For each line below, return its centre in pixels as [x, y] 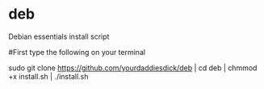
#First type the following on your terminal [77, 52]
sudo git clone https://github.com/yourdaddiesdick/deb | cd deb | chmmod [133, 68]
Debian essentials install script [59, 36]
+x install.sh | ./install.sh [48, 76]
